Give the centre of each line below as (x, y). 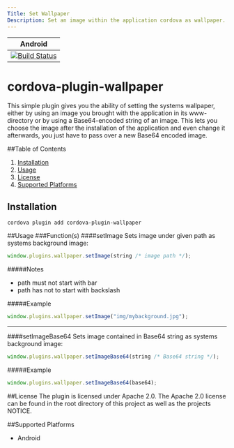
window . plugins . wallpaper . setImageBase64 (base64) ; (82, 382)
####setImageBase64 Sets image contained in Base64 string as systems (112, 336)
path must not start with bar (57, 283)
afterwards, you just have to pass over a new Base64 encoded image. (107, 135)
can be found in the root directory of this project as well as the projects (109, 403)
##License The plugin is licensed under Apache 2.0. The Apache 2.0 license (117, 396)
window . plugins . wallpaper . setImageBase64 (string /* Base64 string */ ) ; (113, 357)
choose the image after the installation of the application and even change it (116, 128)
